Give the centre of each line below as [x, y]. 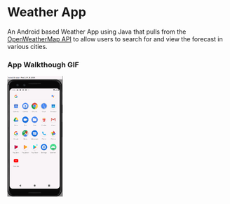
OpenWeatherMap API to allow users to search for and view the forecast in [115, 39]
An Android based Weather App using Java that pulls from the [97, 32]
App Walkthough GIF [43, 64]
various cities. [27, 46]
